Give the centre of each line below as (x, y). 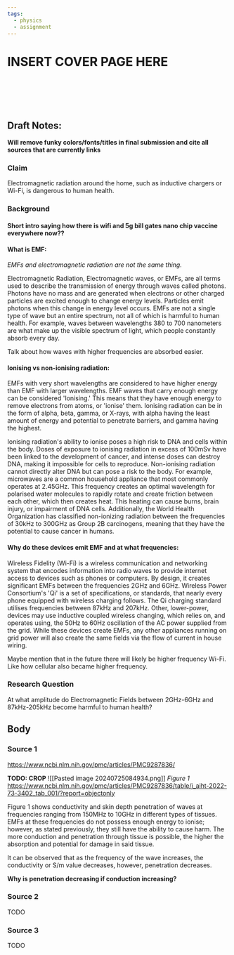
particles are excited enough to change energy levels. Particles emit (105, 301)
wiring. (17, 645)
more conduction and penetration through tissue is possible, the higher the (116, 836)
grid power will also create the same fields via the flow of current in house (115, 638)
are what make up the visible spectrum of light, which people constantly (111, 331)
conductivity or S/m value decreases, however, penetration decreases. (110, 865)
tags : (15, 14)
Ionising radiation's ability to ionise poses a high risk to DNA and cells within (117, 442)
